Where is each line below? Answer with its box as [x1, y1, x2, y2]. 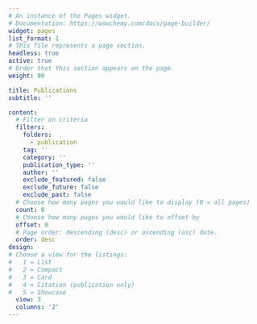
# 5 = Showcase [8, 288, 67, 297]
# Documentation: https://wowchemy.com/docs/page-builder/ [8, 19, 211, 27]
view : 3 [15, 296, 42, 304]
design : [8, 243, 35, 251]
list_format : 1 [8, 34, 60, 43]
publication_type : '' [23, 160, 95, 169]
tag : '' [23, 146, 48, 154]
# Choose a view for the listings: [8, 251, 128, 259]
